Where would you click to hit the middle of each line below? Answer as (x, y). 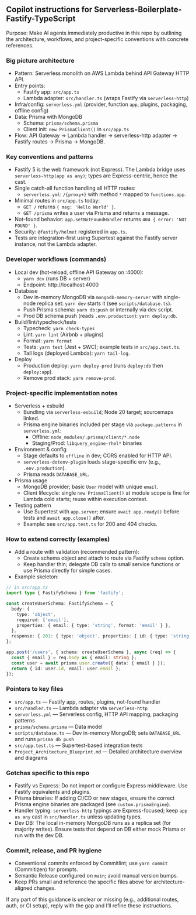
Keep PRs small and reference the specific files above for (83, 882)
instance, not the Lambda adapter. (56, 244)
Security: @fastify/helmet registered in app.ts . (71, 232)
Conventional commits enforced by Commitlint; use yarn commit (91, 863)
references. (20, 45)
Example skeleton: (36, 577)
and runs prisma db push (44, 739)
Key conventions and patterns (50, 157)
